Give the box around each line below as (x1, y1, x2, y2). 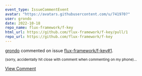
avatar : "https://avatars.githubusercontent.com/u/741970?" (5, 12, 131, 17)
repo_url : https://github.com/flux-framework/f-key (5, 35, 113, 39)
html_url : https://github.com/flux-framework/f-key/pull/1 (5, 30, 128, 35)
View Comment (5, 65, 36, 71)
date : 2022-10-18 (5, 20, 41, 26)
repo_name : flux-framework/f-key (5, 25, 73, 30)
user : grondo (5, 16, 32, 21)
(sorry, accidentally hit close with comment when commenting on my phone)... (5, 57, 137, 62)
